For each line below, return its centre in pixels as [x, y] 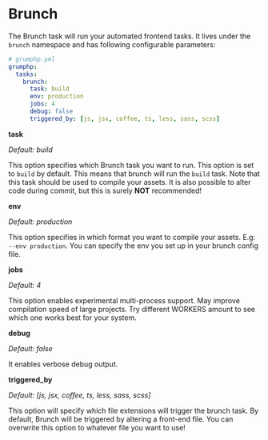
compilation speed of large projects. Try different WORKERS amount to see [132, 309]
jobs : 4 [42, 104]
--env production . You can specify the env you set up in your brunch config [133, 246]
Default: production [40, 222]
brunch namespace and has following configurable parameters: [112, 44]
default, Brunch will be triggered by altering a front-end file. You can [121, 419]
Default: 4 [25, 285]
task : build [49, 89]
